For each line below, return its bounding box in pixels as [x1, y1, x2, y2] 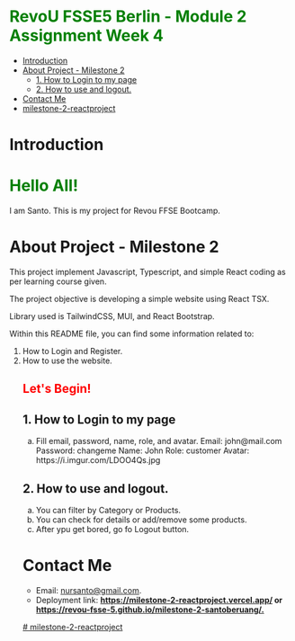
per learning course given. [9, 276, 107, 287]
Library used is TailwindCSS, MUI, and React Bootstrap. [9, 311, 215, 321]
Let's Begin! [22, 381, 92, 396]
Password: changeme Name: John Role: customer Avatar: [35, 445, 250, 456]
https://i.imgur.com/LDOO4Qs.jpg [35, 455, 161, 466]
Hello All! [9, 175, 79, 196]
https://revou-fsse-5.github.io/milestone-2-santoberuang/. [35, 604, 264, 615]
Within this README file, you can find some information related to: [9, 328, 255, 339]
